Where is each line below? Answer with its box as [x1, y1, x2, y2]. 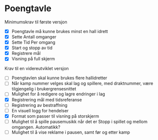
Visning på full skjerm [11, 56, 55, 62]
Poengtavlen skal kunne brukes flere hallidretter [11, 75, 108, 81]
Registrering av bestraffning [11, 102, 68, 108]
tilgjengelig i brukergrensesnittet [11, 86, 77, 92]
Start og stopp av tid [11, 45, 53, 51]
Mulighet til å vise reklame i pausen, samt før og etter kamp [11, 129, 130, 135]
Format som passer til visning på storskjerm [11, 113, 99, 119]
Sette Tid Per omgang [11, 39, 56, 45]
